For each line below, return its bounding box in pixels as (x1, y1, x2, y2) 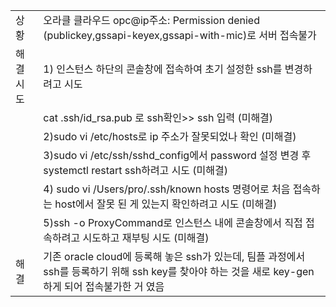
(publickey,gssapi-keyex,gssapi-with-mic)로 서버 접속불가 (43, 29, 317, 42)
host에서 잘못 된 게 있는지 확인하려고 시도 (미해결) (54, 197, 278, 211)
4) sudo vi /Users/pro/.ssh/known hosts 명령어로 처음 (43, 182, 291, 196)
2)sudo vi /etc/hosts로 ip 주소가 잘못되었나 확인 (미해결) (43, 130, 297, 143)
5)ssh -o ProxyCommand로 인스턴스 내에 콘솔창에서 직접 (43, 216, 303, 229)
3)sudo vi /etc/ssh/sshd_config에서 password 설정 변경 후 (43, 149, 312, 162)
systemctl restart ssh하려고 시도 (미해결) (43, 164, 229, 177)
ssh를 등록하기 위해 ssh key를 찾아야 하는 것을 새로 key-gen (43, 265, 315, 278)
